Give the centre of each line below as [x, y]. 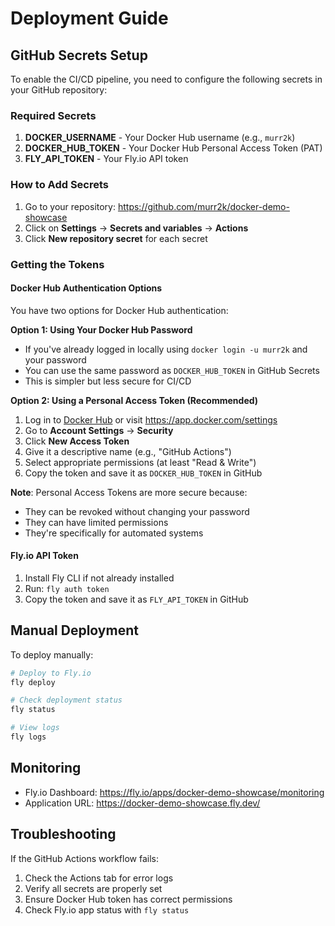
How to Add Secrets [60, 185]
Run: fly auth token [67, 588]
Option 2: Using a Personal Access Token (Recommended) [134, 400]
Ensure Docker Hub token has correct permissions [128, 899]
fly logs [28, 737]
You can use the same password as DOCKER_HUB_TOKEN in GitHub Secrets [172, 370]
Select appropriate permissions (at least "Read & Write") [140, 462]
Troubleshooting [63, 834]
